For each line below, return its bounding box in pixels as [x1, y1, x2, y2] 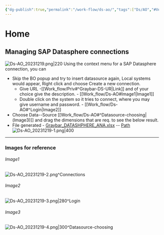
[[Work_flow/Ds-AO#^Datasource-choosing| [58, 112, 147, 117]
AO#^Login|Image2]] [19, 106, 61, 113]
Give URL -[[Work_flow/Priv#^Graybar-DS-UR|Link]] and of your [19, 86, 149, 92]
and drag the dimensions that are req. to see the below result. [35, 117, 159, 123]
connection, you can [5, 66, 46, 71]
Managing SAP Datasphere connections [5, 47, 129, 56]
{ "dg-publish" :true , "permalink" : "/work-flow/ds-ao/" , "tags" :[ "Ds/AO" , [5, 7, 152, 12]
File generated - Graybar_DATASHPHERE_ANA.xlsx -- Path [12, 122, 130, 128]
